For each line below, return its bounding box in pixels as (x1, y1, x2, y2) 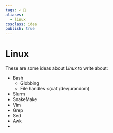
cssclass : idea (5, 21, 37, 27)
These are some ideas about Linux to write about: (5, 65, 108, 71)
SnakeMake (12, 96, 37, 103)
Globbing (20, 80, 39, 86)
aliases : (5, 12, 24, 17)
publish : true (5, 26, 35, 31)
